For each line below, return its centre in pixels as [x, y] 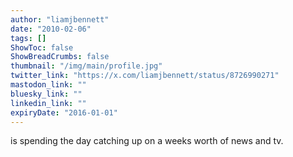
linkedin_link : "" [48, 103]
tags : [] [28, 38]
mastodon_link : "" [48, 85]
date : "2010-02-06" [51, 29]
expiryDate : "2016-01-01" [64, 112]
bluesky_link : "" [46, 94]
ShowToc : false [42, 47]
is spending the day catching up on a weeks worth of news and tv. [147, 141]
